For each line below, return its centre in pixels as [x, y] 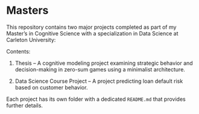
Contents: [18, 51]
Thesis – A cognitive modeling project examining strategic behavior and [104, 63]
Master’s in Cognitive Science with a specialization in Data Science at [93, 33]
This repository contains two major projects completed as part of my [91, 27]
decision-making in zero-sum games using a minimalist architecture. [100, 69]
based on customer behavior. [51, 87]
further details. [25, 105]
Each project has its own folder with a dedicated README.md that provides [96, 99]
